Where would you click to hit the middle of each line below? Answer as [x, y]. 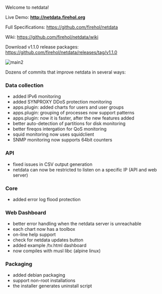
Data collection [25, 85]
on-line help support [34, 235]
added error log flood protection [47, 199]
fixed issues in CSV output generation [53, 164]
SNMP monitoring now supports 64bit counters [62, 140]
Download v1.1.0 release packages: [42, 47]
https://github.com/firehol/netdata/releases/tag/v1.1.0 [61, 52]
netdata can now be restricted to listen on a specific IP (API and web [85, 169]
